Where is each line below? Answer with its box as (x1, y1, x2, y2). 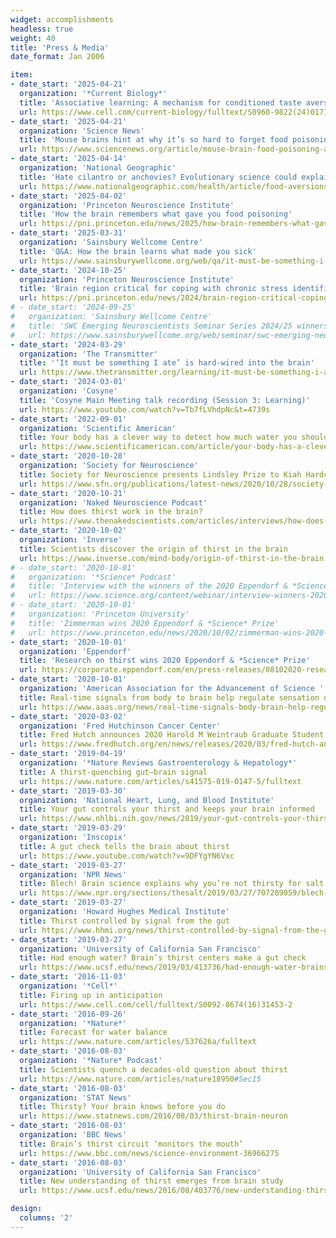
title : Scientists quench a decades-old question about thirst (19, 1064, 288, 1075)
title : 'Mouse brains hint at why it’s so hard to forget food (19, 135, 288, 145)
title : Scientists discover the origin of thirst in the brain (19, 544, 288, 554)
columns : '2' (19, 1213, 74, 1223)
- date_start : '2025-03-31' (10, 228, 128, 238)
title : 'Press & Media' (10, 42, 110, 53)
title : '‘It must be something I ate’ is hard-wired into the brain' (19, 358, 315, 368)
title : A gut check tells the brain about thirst (19, 841, 230, 851)
